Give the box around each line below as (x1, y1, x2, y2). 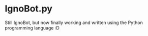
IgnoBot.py (5, 3, 53, 14)
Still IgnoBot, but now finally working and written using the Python (5, 19, 143, 25)
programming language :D (5, 24, 60, 30)
